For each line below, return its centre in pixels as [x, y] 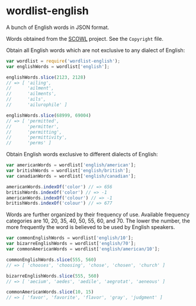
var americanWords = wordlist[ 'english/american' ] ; [71, 165]
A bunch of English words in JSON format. [58, 27]
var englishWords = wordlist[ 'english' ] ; [58, 66]
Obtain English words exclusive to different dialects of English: [82, 154]
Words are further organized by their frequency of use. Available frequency [98, 215]
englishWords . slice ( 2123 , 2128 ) [46, 77]
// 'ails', [26, 99]
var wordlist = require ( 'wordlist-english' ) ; [63, 61]
